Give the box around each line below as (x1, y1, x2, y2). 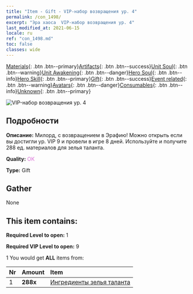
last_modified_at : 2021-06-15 (6, 25, 80, 31)
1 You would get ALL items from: (6, 254, 84, 261)
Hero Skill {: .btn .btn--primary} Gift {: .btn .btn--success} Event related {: (17, 75, 187, 82)
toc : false (6, 42, 33, 47)
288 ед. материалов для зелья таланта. (6, 144, 105, 151)
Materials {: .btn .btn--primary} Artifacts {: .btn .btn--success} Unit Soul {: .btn (6, 63, 188, 70)
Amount (21, 268, 45, 276)
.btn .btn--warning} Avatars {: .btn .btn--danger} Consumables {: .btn (6, 81, 168, 88)
